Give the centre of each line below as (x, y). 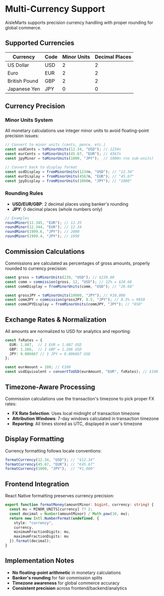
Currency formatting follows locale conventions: (53, 451)
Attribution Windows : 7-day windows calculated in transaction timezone (85, 418)
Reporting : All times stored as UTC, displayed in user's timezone (77, 424)
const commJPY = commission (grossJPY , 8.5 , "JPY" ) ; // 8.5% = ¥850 (75, 300)
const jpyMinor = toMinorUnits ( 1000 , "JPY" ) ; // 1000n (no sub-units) (79, 159)
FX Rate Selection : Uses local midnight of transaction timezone (76, 413)
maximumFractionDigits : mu (41, 536)
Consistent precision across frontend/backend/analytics (70, 588)
